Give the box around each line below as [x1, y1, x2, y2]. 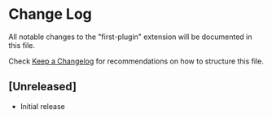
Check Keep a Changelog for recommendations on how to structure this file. [8, 56, 265, 66]
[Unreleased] [8, 80, 77, 94]
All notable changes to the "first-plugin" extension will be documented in [8, 32, 252, 42]
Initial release [20, 101, 65, 111]
